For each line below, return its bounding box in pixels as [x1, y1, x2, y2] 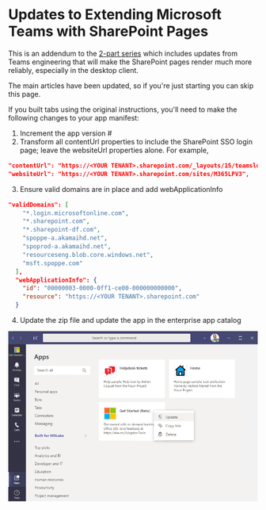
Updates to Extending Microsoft [8, 6, 222, 24]
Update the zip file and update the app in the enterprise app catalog [19, 316, 241, 325]
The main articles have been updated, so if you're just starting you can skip [8, 81, 254, 90]
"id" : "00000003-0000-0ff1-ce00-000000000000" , [22, 284, 182, 293]
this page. [8, 89, 41, 98]
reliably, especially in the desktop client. [8, 65, 139, 75]
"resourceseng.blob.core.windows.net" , [22, 251, 154, 259]
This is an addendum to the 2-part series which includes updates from [8, 48, 238, 58]
